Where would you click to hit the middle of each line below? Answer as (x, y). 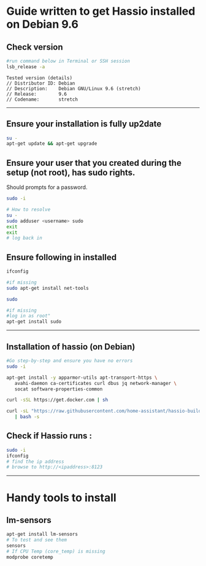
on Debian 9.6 (42, 24)
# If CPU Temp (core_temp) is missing (56, 551)
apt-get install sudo (34, 322)
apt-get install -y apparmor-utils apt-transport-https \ (82, 378)
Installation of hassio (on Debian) (71, 347)
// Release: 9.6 (37, 94)
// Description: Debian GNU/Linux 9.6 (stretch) (74, 88)
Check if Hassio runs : (49, 436)
